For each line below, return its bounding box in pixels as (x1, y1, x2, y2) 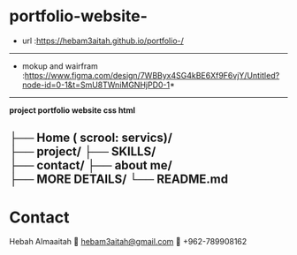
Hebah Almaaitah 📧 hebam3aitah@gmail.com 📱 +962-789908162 (9, 236, 247, 247)
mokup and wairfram (21, 60, 99, 71)
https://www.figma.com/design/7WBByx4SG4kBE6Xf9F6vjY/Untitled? (24, 70, 280, 80)
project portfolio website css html (9, 104, 135, 116)
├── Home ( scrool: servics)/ (9, 131, 172, 146)
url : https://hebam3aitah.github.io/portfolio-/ (21, 35, 184, 46)
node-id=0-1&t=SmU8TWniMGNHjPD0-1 (21, 79, 171, 90)
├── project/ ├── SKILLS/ (9, 144, 156, 160)
